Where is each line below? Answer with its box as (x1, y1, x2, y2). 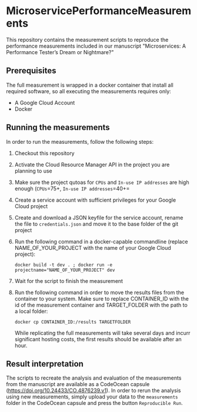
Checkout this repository (14, 149, 75, 157)
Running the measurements (6, 123, 110, 133)
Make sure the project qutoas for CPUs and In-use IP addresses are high (14, 179, 189, 186)
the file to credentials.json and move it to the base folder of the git (14, 220, 179, 228)
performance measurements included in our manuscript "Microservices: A (6, 42, 186, 50)
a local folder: (14, 308, 48, 315)
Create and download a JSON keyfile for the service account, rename (14, 214, 183, 221)
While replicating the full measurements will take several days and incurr (14, 329, 191, 337)
